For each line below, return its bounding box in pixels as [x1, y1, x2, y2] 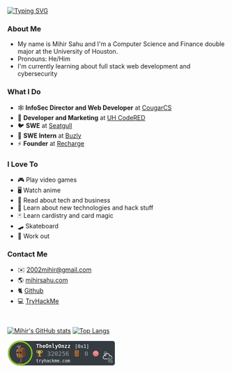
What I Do [7, 87, 41, 97]
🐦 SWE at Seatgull [17, 121, 72, 129]
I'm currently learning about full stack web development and [17, 62, 191, 71]
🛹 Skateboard [17, 221, 59, 230]
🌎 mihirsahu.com [17, 276, 68, 284]
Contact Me [7, 249, 48, 258]
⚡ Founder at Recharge [17, 139, 85, 147]
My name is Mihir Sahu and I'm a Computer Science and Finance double [17, 40, 225, 48]
